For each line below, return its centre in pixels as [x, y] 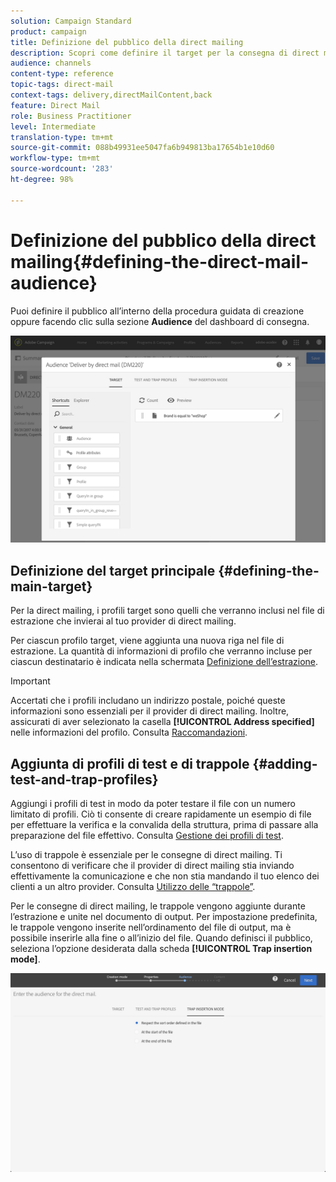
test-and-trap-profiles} [84, 779]
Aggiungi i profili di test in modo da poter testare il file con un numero [153, 803]
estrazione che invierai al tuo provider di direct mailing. [123, 621]
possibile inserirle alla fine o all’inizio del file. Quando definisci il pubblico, [161, 937]
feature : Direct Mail [55, 105]
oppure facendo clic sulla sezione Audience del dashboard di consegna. [160, 321]
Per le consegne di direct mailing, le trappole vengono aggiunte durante [158, 906]
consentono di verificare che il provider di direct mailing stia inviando [152, 865]
